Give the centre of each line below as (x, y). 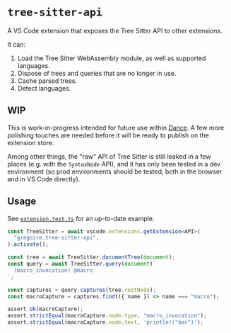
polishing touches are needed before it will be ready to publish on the (108, 135)
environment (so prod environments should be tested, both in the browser (115, 171)
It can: (17, 44)
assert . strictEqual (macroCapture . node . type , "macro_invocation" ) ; (107, 316)
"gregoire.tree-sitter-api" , (57, 238)
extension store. (31, 142)
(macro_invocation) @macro (53, 270)
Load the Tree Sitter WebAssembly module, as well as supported (112, 58)
